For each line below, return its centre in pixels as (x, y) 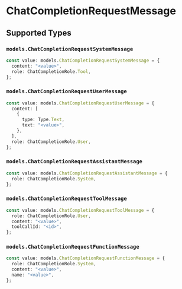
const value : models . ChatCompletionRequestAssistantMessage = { (87, 173)
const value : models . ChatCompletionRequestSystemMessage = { (83, 61)
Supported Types (39, 33)
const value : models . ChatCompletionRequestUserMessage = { (80, 103)
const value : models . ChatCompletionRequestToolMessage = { (80, 210)
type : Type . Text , (43, 120)
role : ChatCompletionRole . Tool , (51, 72)
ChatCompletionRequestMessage (91, 11)
